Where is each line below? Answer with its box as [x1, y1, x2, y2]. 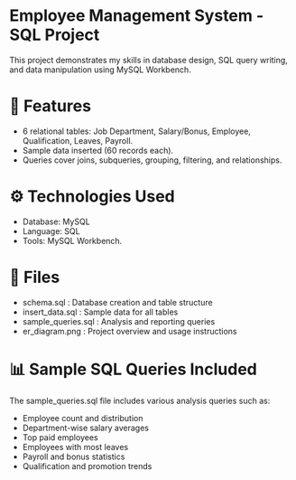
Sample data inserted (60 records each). [22, 145, 174, 155]
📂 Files [9, 268, 60, 287]
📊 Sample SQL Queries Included [9, 359, 257, 380]
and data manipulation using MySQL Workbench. [9, 64, 191, 75]
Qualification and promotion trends [22, 460, 153, 471]
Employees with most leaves [22, 441, 129, 452]
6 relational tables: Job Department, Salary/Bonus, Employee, [22, 126, 251, 136]
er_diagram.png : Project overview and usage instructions [22, 325, 237, 336]
